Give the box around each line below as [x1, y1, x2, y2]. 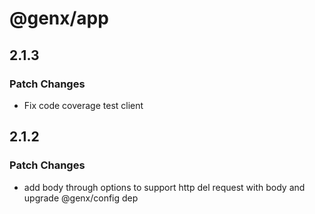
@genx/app [9, 7, 109, 30]
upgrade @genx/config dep [23, 192, 139, 204]
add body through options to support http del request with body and [23, 181, 306, 193]
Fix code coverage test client [23, 99, 144, 111]
